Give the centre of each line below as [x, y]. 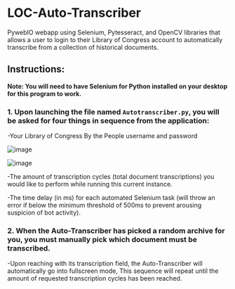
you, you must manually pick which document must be [102, 239]
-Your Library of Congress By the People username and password [102, 136]
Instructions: [36, 69]
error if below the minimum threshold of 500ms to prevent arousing [105, 206]
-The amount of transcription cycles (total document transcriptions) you [111, 177]
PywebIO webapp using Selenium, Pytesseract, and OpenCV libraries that [114, 32]
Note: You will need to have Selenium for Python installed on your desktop [117, 86]
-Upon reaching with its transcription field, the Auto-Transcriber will [105, 264]
